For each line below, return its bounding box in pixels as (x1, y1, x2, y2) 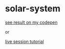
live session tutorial (5, 38, 44, 45)
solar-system (5, 3, 61, 14)
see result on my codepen (5, 19, 58, 25)
